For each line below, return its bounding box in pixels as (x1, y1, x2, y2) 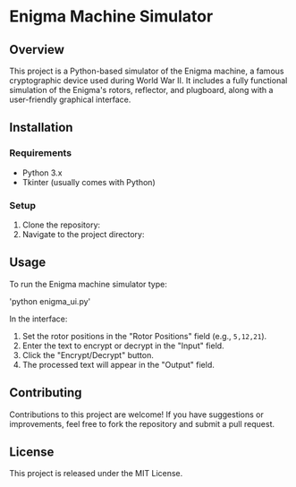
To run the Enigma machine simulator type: (9, 278, 167, 289)
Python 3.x (21, 167, 63, 178)
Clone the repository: (21, 219, 101, 230)
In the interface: (9, 313, 68, 324)
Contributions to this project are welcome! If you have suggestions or (9, 409, 264, 420)
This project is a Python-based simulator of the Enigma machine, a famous (9, 65, 284, 76)
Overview (9, 42, 65, 57)
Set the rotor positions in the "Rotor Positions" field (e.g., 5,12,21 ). (21, 330, 267, 341)
